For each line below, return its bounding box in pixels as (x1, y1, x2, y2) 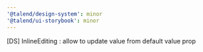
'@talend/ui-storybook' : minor (6, 17, 100, 24)
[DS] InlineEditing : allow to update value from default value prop (6, 36, 197, 45)
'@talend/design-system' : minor (6, 10, 103, 18)
